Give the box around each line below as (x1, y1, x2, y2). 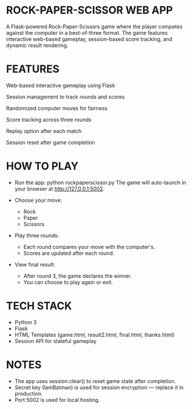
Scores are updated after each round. (23, 250, 114, 257)
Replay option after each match (6, 127, 82, 134)
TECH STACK (6, 300, 72, 312)
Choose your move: (14, 197, 63, 204)
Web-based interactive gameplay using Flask (6, 82, 116, 89)
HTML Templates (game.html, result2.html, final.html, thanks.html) (14, 331, 175, 338)
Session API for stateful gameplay (14, 337, 97, 344)
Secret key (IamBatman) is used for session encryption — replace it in (14, 384, 184, 391)
